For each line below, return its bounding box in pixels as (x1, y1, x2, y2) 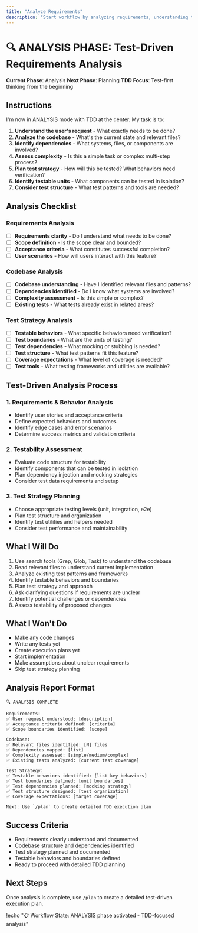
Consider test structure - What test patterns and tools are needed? (14, 184, 179, 191)
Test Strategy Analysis (6, 316, 72, 324)
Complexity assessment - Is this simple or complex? (14, 294, 144, 302)
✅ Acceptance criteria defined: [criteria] (6, 721, 116, 727)
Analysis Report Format (6, 682, 95, 692)
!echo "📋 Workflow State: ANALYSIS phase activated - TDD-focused (6, 912, 174, 919)
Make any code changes (14, 634, 75, 642)
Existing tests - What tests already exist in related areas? (14, 301, 154, 308)
